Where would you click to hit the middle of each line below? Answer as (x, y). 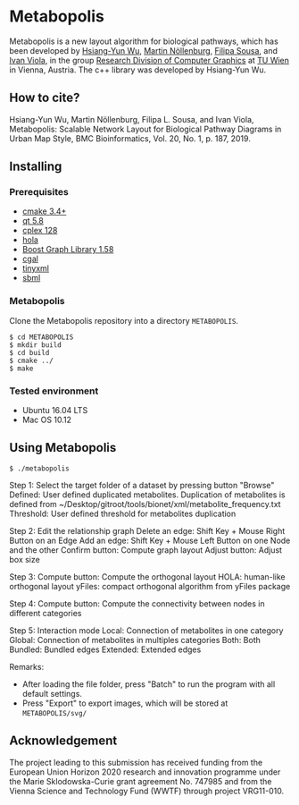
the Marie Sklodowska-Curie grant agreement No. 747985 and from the (141, 781)
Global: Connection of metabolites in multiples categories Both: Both (135, 640)
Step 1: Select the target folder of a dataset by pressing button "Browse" (142, 485)
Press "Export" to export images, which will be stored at (125, 703)
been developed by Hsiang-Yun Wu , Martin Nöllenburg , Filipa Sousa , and (144, 50)
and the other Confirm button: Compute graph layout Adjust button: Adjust (146, 550)
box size (25, 559)
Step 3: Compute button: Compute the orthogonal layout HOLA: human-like (147, 576)
